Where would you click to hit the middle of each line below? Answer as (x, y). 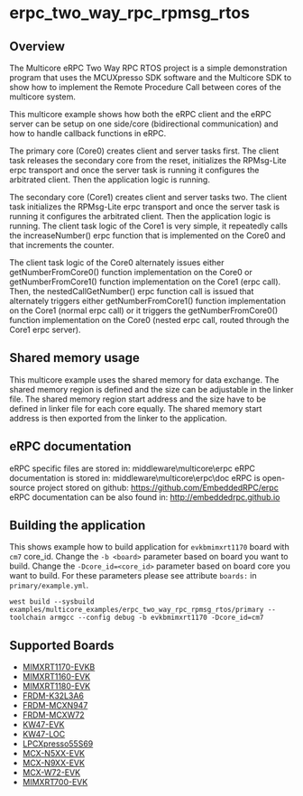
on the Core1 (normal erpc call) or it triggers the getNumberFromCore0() (144, 310)
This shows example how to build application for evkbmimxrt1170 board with (150, 547)
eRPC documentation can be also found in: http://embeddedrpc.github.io (145, 497)
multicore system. (43, 97)
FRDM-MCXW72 (53, 715)
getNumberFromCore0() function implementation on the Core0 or (131, 272)
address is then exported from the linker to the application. (118, 418)
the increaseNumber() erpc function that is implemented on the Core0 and (147, 236)
